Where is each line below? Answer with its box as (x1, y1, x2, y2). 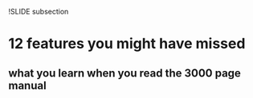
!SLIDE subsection (8, 7, 69, 16)
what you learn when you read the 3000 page (8, 66, 241, 80)
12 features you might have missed (8, 35, 246, 53)
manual (8, 79, 47, 92)
